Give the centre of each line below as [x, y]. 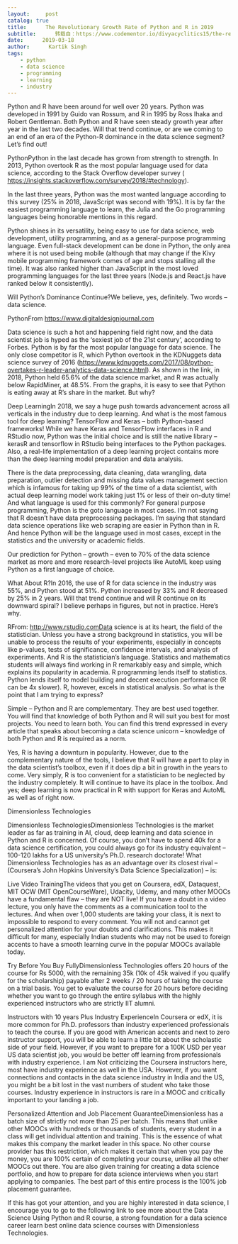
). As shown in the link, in [183, 370]
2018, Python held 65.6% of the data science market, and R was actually [113, 377]
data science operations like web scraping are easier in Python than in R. [113, 526]
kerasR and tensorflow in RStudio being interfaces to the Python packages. [117, 444]
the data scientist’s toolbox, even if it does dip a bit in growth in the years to [118, 767]
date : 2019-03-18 [41, 40]
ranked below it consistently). [50, 284]
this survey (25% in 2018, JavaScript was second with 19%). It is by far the [116, 202]
